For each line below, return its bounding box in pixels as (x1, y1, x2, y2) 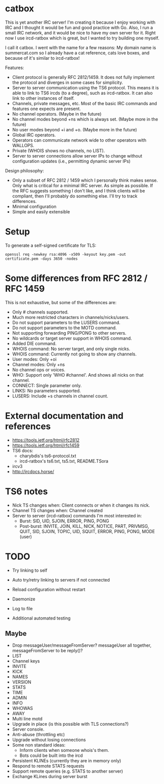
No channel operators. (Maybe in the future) (12, 111, 102, 117)
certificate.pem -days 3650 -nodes (5, 256, 78, 261)
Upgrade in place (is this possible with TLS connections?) (12, 721, 129, 727)
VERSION (12, 679, 31, 685)
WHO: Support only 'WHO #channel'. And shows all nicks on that (12, 372, 144, 378)
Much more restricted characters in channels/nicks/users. (12, 314, 130, 320)
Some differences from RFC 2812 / (5, 273, 148, 284)
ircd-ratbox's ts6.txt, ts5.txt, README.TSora (19, 458, 109, 464)
